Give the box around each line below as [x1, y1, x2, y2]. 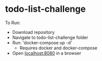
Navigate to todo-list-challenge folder [12, 34, 88, 40]
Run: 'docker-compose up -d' [12, 39, 73, 45]
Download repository [12, 29, 55, 35]
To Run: [5, 20, 21, 26]
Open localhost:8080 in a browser [12, 50, 81, 56]
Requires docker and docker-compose [19, 45, 98, 51]
